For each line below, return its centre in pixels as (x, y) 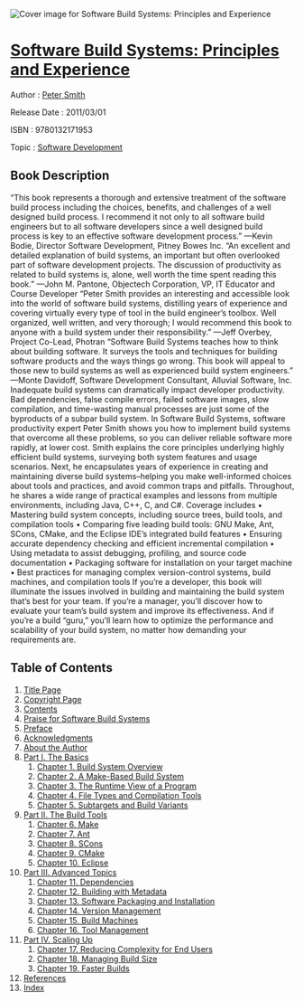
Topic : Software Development (66, 147)
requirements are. (43, 639)
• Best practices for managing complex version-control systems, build (141, 572)
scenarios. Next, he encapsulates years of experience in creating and (139, 467)
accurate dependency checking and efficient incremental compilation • (142, 543)
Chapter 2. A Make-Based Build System (110, 776)
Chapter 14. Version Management (99, 911)
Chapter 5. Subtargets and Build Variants (112, 805)
